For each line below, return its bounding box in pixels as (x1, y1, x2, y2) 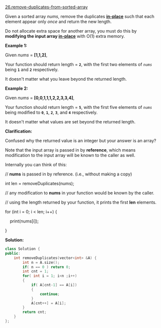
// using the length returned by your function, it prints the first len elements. (5, 199, 157, 205)
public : (5, 251, 21, 256)
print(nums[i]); (9, 218, 39, 224)
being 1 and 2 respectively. (5, 67, 59, 72)
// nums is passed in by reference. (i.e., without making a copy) (5, 171, 132, 177)
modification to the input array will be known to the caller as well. (5, 153, 135, 158)
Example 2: (5, 86, 28, 91)
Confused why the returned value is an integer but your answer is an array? (5, 138, 157, 143)
